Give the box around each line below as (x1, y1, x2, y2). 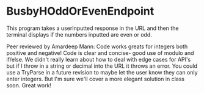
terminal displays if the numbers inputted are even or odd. (6, 31, 153, 38)
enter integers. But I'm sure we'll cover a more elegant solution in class (6, 75, 185, 82)
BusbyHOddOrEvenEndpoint (6, 4, 155, 18)
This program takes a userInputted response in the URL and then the (6, 24, 179, 32)
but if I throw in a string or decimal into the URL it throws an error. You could (6, 62, 197, 70)
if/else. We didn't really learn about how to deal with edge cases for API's (6, 56, 191, 63)
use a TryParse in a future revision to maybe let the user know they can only (6, 68, 198, 76)
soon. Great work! (6, 81, 52, 89)
